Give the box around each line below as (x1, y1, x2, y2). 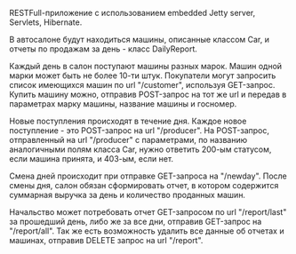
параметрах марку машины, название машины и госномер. (9, 99, 237, 109)
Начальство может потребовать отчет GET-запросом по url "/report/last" (9, 207, 287, 217)
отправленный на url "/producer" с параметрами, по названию (9, 135, 248, 145)
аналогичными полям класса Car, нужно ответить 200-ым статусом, (9, 144, 272, 155)
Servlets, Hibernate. (9, 17, 83, 28)
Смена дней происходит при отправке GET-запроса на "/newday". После (9, 171, 287, 181)
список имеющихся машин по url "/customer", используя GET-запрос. (9, 80, 276, 90)
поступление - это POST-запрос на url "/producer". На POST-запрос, (9, 125, 269, 136)
